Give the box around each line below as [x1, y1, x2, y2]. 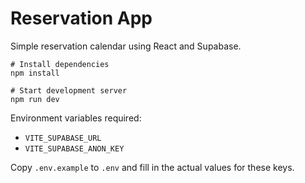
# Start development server [10, 85, 128, 96]
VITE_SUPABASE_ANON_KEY [24, 143, 125, 154]
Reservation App [10, 7, 153, 30]
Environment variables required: [10, 112, 142, 124]
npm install [10, 68, 60, 78]
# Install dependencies [10, 59, 110, 69]
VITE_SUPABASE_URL [24, 133, 102, 143]
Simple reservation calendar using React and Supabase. [10, 40, 242, 52]
